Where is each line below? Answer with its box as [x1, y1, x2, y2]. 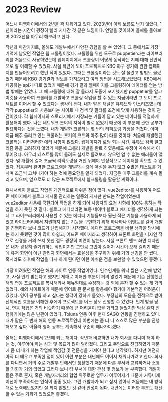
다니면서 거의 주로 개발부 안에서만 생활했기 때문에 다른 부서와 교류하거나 [10, 359, 151, 366]
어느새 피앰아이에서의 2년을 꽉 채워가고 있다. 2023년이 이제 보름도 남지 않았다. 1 [5, 21, 162, 27]
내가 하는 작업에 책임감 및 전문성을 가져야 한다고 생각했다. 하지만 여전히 [21, 347, 160, 353]
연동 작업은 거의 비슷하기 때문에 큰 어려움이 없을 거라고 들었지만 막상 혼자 [12, 305, 155, 311]
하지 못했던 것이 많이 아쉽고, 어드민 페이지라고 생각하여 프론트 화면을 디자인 [10, 231, 158, 237]
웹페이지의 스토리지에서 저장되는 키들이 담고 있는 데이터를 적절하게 [29, 113, 159, 119]
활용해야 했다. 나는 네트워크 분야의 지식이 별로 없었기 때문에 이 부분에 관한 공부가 [5, 119, 163, 125]
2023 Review [5, 4, 61, 15]
